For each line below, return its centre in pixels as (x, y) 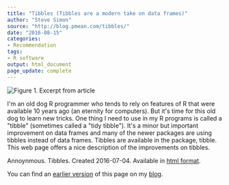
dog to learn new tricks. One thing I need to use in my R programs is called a (114, 118)
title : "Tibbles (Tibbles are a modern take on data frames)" (97, 13)
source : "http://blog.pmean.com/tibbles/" (68, 26)
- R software (26, 58)
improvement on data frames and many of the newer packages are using (109, 133)
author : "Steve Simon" (39, 20)
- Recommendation (32, 45)
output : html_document (39, 64)
